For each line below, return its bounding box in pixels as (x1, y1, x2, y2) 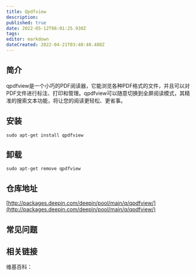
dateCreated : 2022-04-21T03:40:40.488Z (6, 42, 105, 48)
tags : (6, 31, 20, 37)
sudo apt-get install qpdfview (6, 132, 84, 138)
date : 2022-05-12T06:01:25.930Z (6, 25, 86, 31)
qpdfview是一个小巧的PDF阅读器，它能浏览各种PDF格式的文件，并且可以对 (6, 82, 190, 89)
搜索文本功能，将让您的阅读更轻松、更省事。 (16, 97, 126, 104)
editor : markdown (6, 36, 49, 42)
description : (6, 14, 39, 20)
